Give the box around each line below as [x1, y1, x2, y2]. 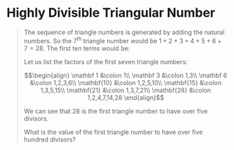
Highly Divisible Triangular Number [6, 5, 215, 21]
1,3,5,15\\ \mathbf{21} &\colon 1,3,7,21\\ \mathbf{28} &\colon [40, 86, 212, 94]
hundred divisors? [23, 135, 76, 144]
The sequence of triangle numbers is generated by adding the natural [23, 28, 225, 36]
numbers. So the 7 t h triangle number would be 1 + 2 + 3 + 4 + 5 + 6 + [23, 35, 222, 45]
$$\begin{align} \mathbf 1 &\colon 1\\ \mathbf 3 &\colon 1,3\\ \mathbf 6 [24, 71, 228, 80]
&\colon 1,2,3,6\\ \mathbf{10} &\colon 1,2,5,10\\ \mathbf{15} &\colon [29, 78, 222, 87]
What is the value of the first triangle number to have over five [23, 128, 203, 136]
